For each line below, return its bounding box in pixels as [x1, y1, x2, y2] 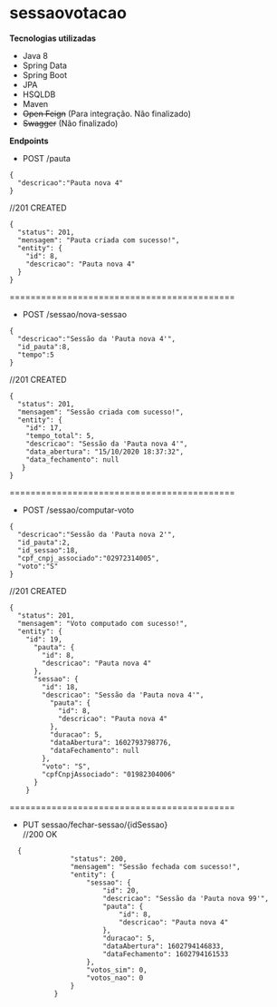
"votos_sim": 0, [86, 965, 148, 974]
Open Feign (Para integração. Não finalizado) [22, 108, 192, 119]
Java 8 [22, 50, 48, 61]
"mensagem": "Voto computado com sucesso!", [17, 619, 188, 628]
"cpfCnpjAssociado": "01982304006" [42, 769, 177, 778]
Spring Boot [22, 69, 68, 80]
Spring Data [22, 60, 68, 71]
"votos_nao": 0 [86, 973, 144, 983]
